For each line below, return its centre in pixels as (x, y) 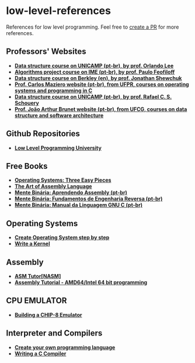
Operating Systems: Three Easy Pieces (63, 180)
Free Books (27, 166)
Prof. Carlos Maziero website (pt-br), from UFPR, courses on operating (102, 84)
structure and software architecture (59, 115)
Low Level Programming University (58, 148)
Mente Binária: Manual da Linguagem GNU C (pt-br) (79, 205)
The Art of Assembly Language (53, 186)
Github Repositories (43, 134)
